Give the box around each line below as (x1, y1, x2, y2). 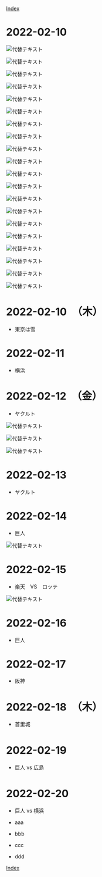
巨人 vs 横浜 (14, 807, 44, 814)
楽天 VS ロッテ (14, 583, 58, 590)
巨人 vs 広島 (14, 764, 44, 771)
